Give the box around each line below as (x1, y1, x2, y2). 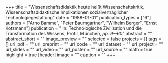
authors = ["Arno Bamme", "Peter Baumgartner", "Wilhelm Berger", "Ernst (5, 20, 157, 26)
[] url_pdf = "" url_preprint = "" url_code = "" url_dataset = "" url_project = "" (5, 41, 163, 47)
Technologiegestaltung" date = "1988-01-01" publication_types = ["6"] (5, 15, 151, 20)
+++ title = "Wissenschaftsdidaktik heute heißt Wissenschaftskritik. (5, 4, 145, 10)
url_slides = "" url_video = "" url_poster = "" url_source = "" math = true (5, 47, 153, 52)
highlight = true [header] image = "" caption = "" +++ (5, 52, 116, 58)
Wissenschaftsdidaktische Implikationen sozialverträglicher (5, 9, 128, 15)
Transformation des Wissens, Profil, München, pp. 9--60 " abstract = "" (5, 31, 152, 36)
